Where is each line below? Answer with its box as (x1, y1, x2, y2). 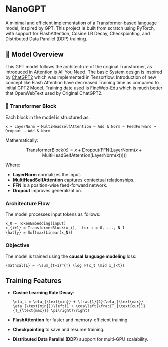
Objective (5, 242, 30, 249)
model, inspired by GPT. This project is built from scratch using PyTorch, (5, 25, 155, 31)
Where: (5, 162, 21, 168)
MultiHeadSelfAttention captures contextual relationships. (12, 177, 135, 183)
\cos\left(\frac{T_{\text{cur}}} (75, 304, 146, 309)
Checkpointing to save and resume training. (12, 327, 105, 333)
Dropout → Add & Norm (5, 129, 51, 134)
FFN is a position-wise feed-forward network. (12, 182, 108, 188)
